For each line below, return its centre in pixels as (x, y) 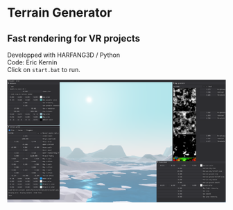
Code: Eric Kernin (32, 62)
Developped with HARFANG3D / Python (63, 55)
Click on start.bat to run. (44, 70)
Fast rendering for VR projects (74, 38)
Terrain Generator (60, 13)
